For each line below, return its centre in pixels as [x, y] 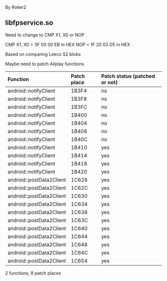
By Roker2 [16, 7]
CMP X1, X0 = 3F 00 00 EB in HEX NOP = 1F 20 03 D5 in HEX [68, 44]
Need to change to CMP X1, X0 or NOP [45, 35]
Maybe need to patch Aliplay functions [45, 64]
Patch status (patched [128, 76]
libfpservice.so [29, 23]
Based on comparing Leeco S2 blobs [43, 54]
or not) [109, 82]
